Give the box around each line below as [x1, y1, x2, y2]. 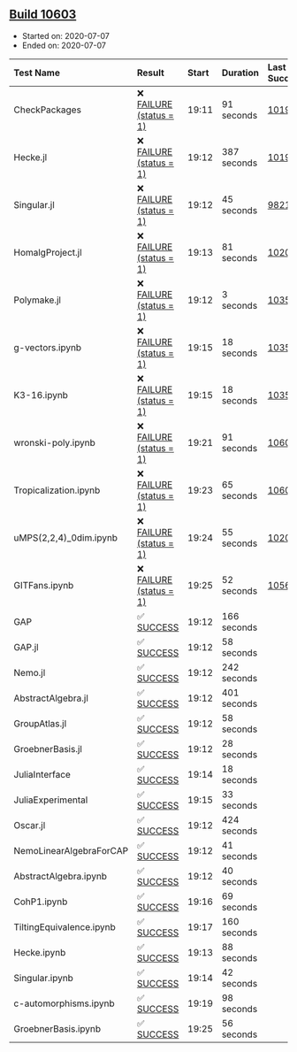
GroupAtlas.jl [13, 717, 67, 729]
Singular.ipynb [13, 971, 73, 984]
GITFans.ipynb [13, 579, 74, 591]
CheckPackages [13, 104, 82, 116]
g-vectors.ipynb [13, 341, 82, 353]
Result [136, 66, 165, 79]
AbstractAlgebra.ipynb [13, 870, 108, 882]
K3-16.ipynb [13, 388, 69, 401]
